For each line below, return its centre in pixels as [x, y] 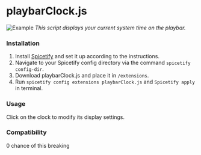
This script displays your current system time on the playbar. [110, 28]
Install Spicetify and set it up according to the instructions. [87, 56]
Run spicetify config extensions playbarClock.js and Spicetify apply [105, 82]
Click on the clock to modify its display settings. [66, 117]
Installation [23, 43]
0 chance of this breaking [38, 145]
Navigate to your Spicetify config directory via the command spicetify [103, 63]
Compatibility [26, 132]
